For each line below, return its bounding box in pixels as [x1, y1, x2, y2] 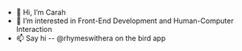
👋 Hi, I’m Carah [15, 8, 66, 17]
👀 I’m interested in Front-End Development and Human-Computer [15, 16, 234, 25]
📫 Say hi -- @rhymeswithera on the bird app [15, 33, 166, 43]
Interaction [15, 25, 52, 33]
